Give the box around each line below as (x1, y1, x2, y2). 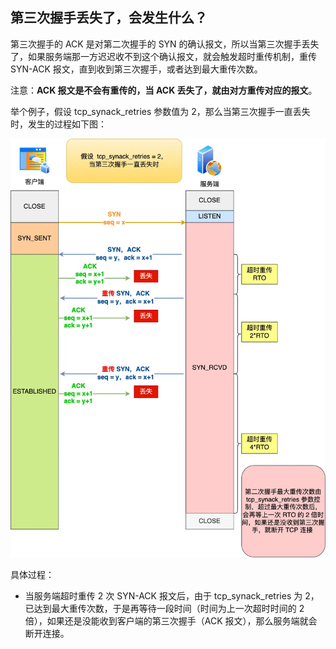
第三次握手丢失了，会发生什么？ (10, 9, 208, 27)
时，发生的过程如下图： (10, 118, 107, 130)
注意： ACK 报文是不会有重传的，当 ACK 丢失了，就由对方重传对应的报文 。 (10, 84, 318, 96)
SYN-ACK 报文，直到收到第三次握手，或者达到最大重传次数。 (10, 63, 263, 75)
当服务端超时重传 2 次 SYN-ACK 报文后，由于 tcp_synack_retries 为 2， (24, 590, 320, 602)
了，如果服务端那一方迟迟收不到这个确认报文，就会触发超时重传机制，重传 (10, 50, 317, 62)
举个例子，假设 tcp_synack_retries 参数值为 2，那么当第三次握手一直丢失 (10, 105, 311, 117)
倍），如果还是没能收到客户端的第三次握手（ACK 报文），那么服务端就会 (24, 615, 318, 627)
